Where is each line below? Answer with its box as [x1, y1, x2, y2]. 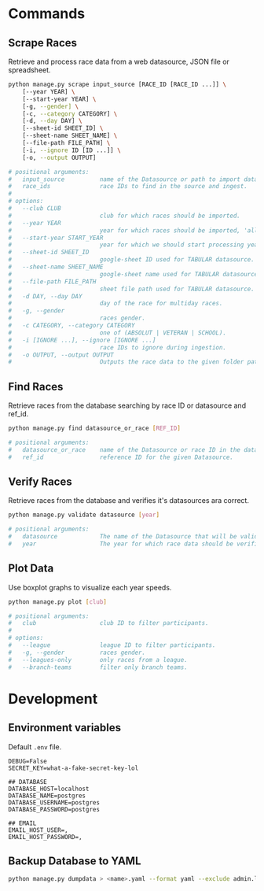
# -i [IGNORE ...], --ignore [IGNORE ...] [8, 336, 156, 344]
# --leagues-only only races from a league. [8, 656, 189, 664]
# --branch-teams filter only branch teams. [8, 663, 189, 671]
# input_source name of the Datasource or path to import [8, 175, 241, 183]
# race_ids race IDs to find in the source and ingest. [8, 183, 247, 190]
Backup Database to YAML [8, 854, 141, 867]
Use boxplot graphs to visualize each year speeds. [8, 582, 172, 592]
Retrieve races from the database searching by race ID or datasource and [8, 401, 246, 410]
